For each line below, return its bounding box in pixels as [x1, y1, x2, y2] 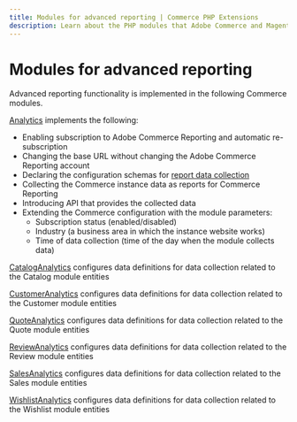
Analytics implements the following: [9, 115, 139, 126]
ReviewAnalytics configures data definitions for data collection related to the [9, 341, 287, 352]
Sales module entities [9, 378, 88, 388]
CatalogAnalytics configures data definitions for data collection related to [9, 262, 276, 272]
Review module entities [9, 351, 95, 362]
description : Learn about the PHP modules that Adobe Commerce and [9, 21, 263, 30]
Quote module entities [9, 325, 90, 335]
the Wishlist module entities [9, 404, 110, 415]
